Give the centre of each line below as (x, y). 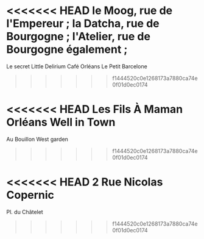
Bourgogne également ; (67, 50)
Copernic (30, 195)
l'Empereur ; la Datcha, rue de (83, 23)
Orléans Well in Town (61, 122)
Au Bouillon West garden (37, 139)
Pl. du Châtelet (25, 212)
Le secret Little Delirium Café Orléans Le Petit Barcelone (77, 66)
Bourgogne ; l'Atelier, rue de (79, 37)
